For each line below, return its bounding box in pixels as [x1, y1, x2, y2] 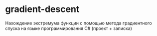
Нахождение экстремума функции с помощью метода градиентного [5, 20, 152, 26]
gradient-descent [5, 3, 80, 15]
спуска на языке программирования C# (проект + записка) [5, 25, 132, 31]
